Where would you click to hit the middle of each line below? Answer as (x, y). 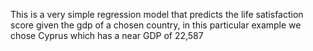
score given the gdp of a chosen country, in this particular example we (156, 25)
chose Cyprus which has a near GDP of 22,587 (107, 35)
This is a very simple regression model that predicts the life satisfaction (157, 14)
